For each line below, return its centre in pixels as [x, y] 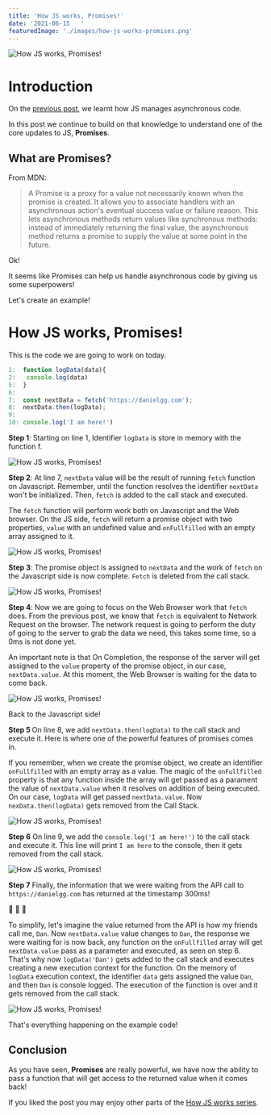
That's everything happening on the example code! [93, 1025]
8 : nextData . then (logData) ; [57, 407]
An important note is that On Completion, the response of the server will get [134, 658]
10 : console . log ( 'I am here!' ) [61, 423]
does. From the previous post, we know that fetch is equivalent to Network [133, 616]
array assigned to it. [42, 537]
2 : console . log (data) [48, 377]
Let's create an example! [49, 300]
